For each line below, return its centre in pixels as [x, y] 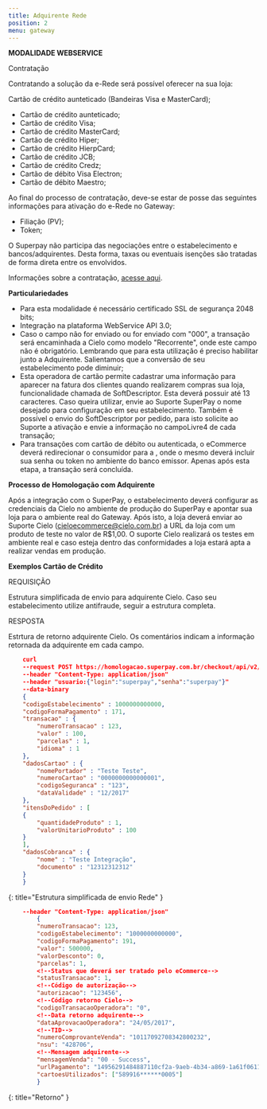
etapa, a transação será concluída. [76, 470]
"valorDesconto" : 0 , [71, 956]
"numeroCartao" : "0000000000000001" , [101, 778]
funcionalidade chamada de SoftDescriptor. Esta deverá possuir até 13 [135, 393]
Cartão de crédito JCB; [57, 157]
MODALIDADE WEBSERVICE [56, 53]
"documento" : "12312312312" [85, 867]
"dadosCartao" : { [53, 763]
